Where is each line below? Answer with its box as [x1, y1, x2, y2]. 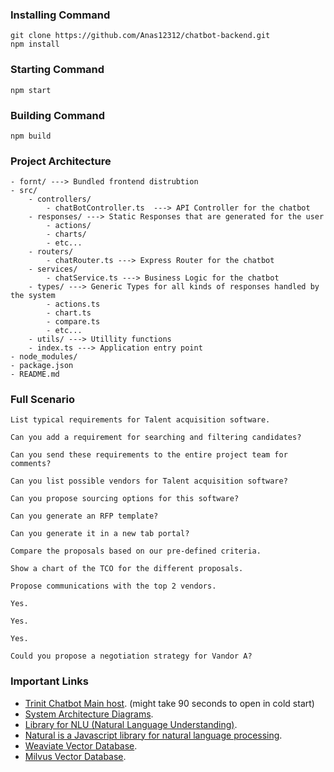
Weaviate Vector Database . [24, 739, 138, 752]
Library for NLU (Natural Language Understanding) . [24, 718, 238, 730]
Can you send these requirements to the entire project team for [10, 450, 288, 460]
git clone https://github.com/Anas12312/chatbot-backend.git [10, 31, 271, 41]
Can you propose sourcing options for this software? [10, 494, 240, 504]
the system [10, 291, 56, 301]
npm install [10, 39, 60, 50]
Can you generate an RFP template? [10, 511, 159, 522]
